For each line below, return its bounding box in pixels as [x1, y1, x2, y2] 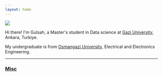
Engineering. [5, 49, 31, 54]
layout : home [5, 7, 32, 12]
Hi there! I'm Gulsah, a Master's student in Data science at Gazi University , [5, 29, 154, 35]
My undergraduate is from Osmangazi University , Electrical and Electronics [5, 44, 155, 50]
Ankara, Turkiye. [5, 34, 38, 40]
